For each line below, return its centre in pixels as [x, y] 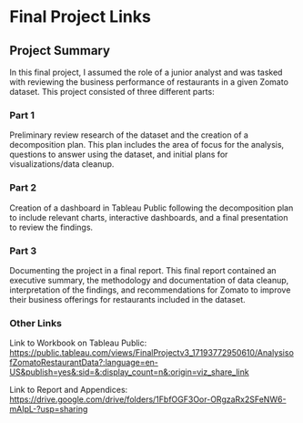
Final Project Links [81, 17]
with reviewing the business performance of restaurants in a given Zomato [149, 82]
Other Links [35, 323]
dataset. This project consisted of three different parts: [112, 92]
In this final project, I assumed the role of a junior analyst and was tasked [146, 72]
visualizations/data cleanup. [62, 164]
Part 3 [23, 251]
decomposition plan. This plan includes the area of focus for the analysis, [147, 145]
